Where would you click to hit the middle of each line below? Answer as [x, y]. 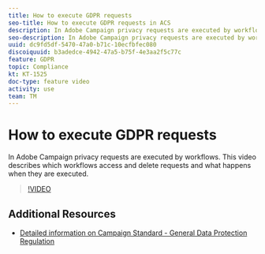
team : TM [22, 96]
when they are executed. [49, 174]
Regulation [37, 241]
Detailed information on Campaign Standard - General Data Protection [133, 233]
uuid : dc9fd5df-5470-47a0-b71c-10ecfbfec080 [82, 45]
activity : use [32, 89]
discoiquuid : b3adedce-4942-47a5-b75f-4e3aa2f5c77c [95, 52]
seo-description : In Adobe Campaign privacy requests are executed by [127, 37]
